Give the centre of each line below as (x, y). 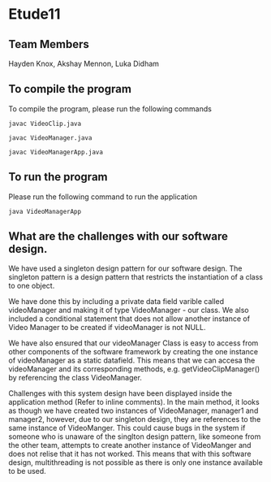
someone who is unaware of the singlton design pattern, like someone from (135, 436)
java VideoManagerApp (45, 211)
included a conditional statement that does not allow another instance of (129, 319)
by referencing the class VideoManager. (75, 378)
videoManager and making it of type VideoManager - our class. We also (129, 310)
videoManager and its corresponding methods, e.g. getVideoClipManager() (134, 369)
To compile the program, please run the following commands (110, 109)
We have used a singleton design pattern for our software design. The (125, 268)
